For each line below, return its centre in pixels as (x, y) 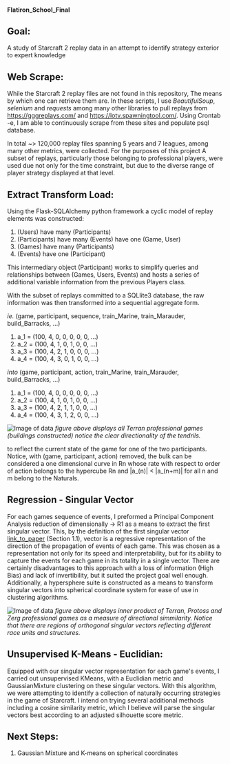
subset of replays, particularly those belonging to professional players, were (115, 158)
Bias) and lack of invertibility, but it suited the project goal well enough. (108, 575)
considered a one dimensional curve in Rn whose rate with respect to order (114, 464)
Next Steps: (33, 737)
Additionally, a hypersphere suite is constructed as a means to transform (110, 582)
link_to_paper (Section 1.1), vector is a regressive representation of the (107, 538)
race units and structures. (44, 632)
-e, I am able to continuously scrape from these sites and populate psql (108, 123)
